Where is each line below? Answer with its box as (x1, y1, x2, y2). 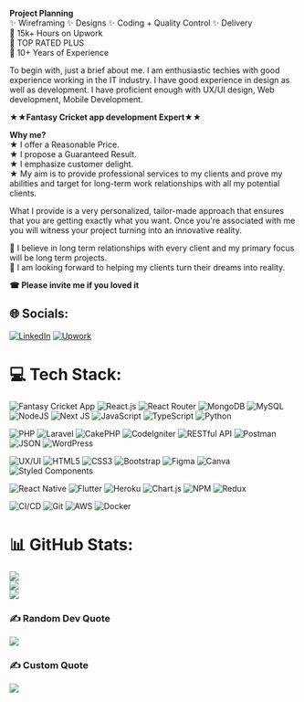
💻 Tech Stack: (9, 365, 122, 385)
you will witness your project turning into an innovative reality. (9, 225, 242, 236)
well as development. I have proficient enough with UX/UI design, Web (9, 84, 276, 95)
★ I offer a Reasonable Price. (9, 139, 121, 150)
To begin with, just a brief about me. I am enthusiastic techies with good (9, 65, 280, 76)
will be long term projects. (9, 252, 108, 263)
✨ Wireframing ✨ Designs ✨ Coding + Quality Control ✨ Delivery (9, 17, 253, 28)
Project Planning (9, 8, 74, 18)
